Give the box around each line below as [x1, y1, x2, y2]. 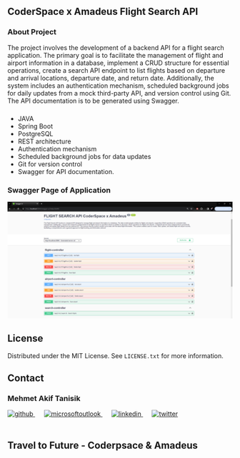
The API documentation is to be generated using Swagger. [7, 96, 180, 105]
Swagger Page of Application [7, 185, 111, 195]
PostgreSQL [17, 129, 54, 138]
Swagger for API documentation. [17, 167, 114, 175]
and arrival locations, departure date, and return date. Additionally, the [7, 73, 214, 82]
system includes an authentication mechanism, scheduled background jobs [7, 81, 230, 90]
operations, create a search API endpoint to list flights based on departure [7, 66, 226, 74]
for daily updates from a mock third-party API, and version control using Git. [7, 88, 231, 97]
